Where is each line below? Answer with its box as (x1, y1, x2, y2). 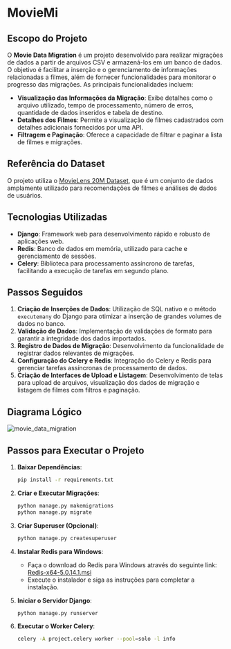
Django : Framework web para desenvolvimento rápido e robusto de (17, 230, 211, 238)
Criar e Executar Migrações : (17, 489, 100, 497)
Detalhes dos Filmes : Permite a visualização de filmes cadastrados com (17, 116, 223, 124)
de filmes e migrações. (17, 138, 83, 146)
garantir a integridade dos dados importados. (17, 334, 147, 343)
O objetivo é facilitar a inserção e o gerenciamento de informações (7, 66, 197, 73)
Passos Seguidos (7, 286, 83, 299)
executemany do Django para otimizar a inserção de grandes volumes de (17, 312, 222, 320)
